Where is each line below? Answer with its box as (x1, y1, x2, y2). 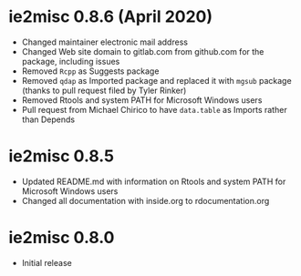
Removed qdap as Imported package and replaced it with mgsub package (21, 75, 293, 86)
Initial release (21, 257, 72, 268)
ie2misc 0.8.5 (8, 146, 115, 167)
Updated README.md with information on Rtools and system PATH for (21, 176, 286, 187)
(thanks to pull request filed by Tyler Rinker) (21, 85, 187, 96)
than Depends (21, 114, 75, 125)
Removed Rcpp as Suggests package (21, 66, 160, 77)
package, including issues (21, 56, 120, 66)
